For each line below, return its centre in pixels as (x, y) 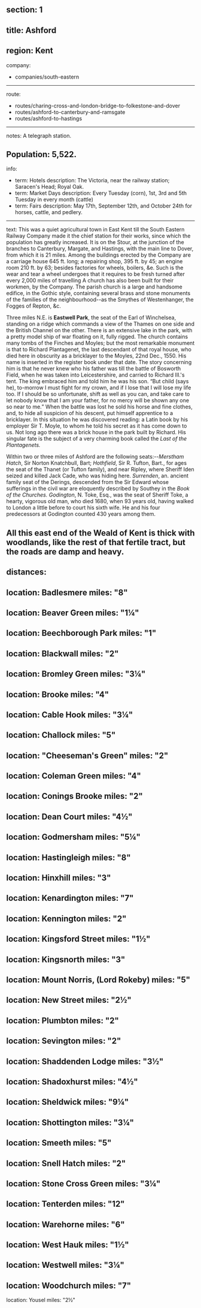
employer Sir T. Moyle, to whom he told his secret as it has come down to (97, 426)
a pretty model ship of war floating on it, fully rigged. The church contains (97, 337)
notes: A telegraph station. (39, 136)
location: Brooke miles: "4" (58, 694)
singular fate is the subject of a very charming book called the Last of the (97, 439)
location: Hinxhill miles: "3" (59, 878)
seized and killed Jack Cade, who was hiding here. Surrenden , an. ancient (97, 476)
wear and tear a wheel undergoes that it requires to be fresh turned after (96, 274)
